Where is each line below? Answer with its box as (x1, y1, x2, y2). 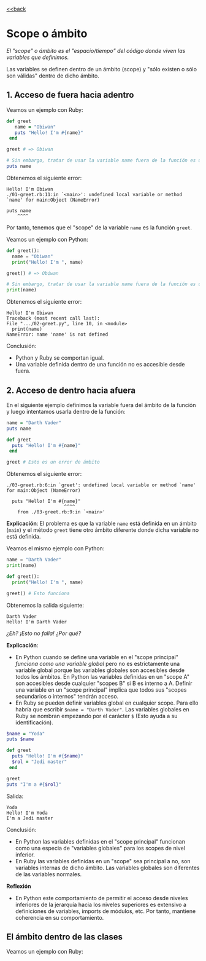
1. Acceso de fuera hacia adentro (6, 90, 134, 100)
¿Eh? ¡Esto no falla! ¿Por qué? (6, 630, 82, 637)
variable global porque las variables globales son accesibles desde (15, 666, 185, 674)
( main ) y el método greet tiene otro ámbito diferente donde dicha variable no (6, 526, 199, 534)
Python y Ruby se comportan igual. (15, 354, 104, 362)
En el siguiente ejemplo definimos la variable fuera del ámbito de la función (6, 401, 196, 408)
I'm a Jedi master (6, 815, 53, 821)
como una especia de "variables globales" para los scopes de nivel (15, 844, 185, 852)
